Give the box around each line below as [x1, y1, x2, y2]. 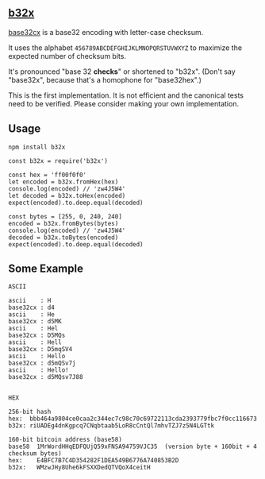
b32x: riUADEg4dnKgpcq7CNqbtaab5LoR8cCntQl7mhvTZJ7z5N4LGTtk [8, 422, 215, 430]
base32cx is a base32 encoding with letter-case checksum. [8, 27, 204, 37]
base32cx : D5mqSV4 [8, 346, 73, 353]
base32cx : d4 [8, 303, 56, 312]
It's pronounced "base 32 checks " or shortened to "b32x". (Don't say [8, 67, 236, 76]
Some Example [8, 262, 83, 276]
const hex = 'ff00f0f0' [8, 171, 87, 179]
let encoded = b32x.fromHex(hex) [8, 178, 119, 186]
